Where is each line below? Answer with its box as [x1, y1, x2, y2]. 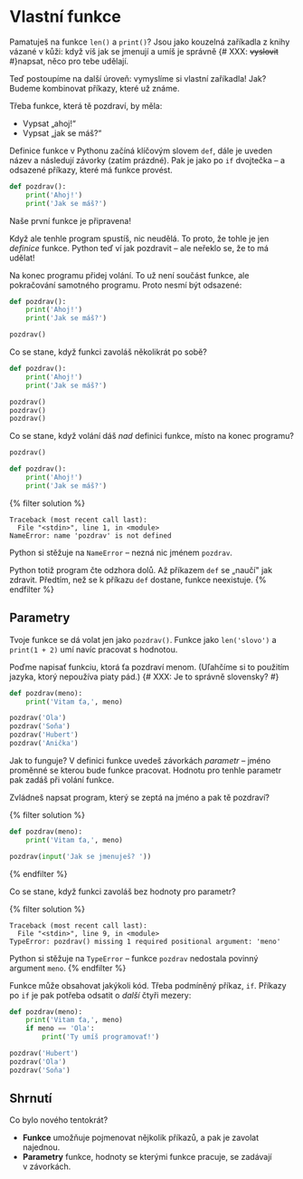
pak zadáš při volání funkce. [9, 774, 115, 785]
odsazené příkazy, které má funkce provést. [9, 164, 174, 175]
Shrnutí [9, 1091, 52, 1106]
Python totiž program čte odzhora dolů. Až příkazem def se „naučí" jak [9, 564, 273, 575]
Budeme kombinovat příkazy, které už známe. [9, 83, 180, 93]
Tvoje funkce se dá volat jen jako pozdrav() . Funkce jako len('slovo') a [9, 634, 278, 645]
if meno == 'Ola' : [25, 1024, 95, 1033]
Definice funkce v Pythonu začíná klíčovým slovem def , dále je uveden [9, 145, 273, 156]
